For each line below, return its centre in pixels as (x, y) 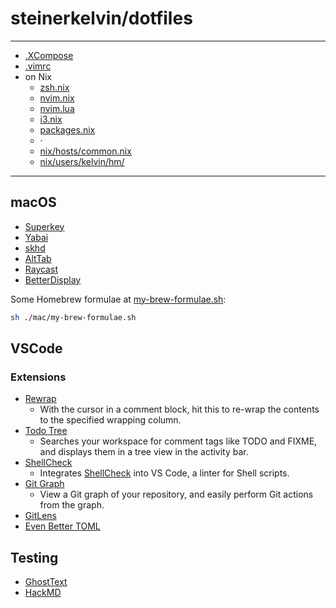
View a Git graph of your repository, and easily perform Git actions (176, 494)
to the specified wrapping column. (110, 420)
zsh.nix (54, 87)
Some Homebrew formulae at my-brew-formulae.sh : (118, 299)
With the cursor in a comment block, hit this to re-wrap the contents (179, 409)
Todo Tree (46, 431)
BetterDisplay (53, 279)
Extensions (38, 377)
